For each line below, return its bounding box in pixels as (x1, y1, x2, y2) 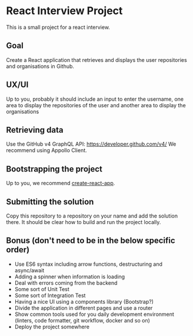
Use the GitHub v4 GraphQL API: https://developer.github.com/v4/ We (6, 140, 177, 148)
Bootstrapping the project (6, 164, 103, 174)
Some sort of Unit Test (14, 285, 69, 292)
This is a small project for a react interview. (6, 24, 111, 31)
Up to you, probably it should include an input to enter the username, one (6, 95, 184, 103)
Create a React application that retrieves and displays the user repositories (6, 56, 187, 63)
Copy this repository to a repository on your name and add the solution (6, 212, 178, 219)
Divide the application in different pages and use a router (14, 304, 153, 311)
